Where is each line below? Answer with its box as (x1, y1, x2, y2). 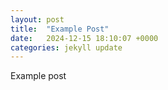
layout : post (10, 14, 65, 25)
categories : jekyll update (10, 42, 123, 53)
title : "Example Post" (10, 24, 110, 34)
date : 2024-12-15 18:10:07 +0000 (10, 33, 159, 43)
